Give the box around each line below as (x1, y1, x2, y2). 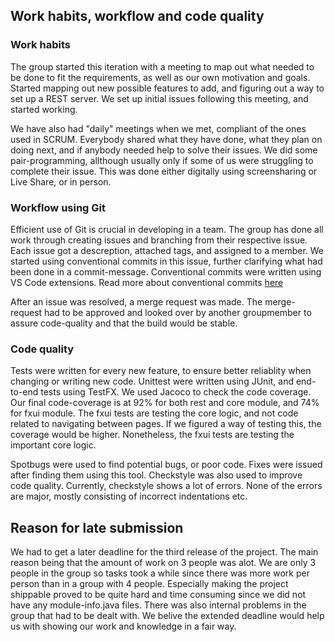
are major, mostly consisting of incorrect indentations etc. (10, 490, 248, 503)
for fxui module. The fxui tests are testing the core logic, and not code (10, 407, 299, 419)
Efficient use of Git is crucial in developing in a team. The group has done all (10, 223, 324, 235)
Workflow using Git (10, 200, 107, 214)
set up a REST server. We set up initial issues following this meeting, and (10, 92, 309, 104)
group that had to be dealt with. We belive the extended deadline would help (10, 610, 325, 622)
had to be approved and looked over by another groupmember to (44, 306, 312, 318)
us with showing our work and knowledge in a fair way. (10, 620, 237, 633)
